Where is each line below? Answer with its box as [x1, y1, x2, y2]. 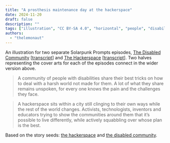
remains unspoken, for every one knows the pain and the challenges [17, 86, 160, 92]
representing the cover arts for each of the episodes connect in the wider [5, 60, 158, 66]
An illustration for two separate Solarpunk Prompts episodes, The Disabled [5, 49, 161, 55]
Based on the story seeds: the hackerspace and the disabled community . [5, 132, 158, 138]
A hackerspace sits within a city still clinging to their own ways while [17, 101, 160, 107]
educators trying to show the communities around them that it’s [17, 111, 150, 117]
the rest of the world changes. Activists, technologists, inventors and [17, 106, 161, 112]
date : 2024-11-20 [5, 12, 42, 17]
